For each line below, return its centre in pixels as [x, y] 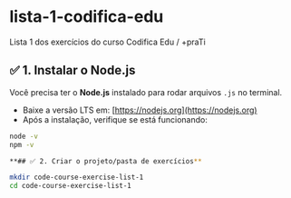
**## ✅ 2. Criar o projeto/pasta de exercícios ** [106, 161]
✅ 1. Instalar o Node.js [73, 70]
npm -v [22, 144]
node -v [24, 136]
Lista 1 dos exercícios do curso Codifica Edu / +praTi [107, 42]
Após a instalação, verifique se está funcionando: [115, 119]
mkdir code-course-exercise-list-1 [77, 178]
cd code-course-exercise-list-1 [70, 186]
